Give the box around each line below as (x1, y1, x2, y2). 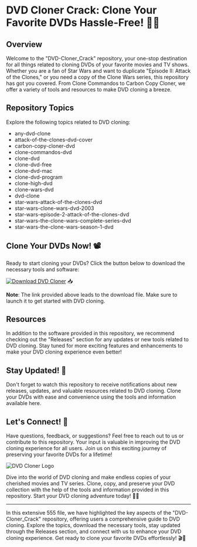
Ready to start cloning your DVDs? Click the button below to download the (6, 259, 185, 267)
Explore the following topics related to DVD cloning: (6, 118, 131, 125)
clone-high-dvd (14, 179, 53, 186)
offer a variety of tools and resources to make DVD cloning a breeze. (6, 86, 172, 93)
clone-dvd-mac (14, 167, 53, 174)
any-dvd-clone (14, 130, 51, 137)
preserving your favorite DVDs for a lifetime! (6, 451, 113, 458)
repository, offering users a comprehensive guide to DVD (42, 515, 181, 522)
